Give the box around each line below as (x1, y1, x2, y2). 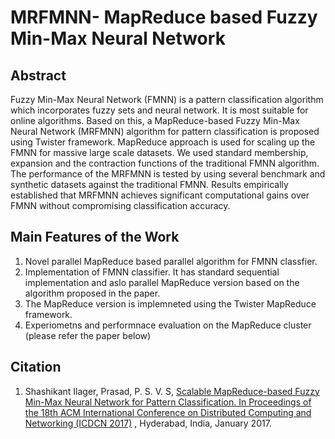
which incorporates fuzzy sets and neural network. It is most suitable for (10, 104, 309, 116)
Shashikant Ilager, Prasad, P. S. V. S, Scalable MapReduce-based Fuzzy (24, 385, 320, 397)
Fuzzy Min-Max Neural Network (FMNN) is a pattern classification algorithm (10, 94, 324, 105)
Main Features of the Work (10, 229, 180, 246)
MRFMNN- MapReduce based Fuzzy (10, 6, 318, 29)
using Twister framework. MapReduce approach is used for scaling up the (10, 136, 316, 148)
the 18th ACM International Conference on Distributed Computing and (24, 406, 312, 418)
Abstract (10, 67, 67, 84)
